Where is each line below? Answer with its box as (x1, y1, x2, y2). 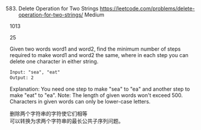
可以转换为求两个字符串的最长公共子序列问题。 (9, 117, 124, 124)
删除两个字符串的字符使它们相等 (9, 110, 87, 117)
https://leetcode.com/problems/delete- (99, 5, 195, 12)
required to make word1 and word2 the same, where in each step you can (9, 52, 189, 58)
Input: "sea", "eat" (9, 69, 61, 75)
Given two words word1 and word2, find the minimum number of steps (9, 45, 181, 52)
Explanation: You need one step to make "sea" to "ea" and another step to (9, 85, 190, 92)
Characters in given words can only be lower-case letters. (9, 98, 151, 105)
